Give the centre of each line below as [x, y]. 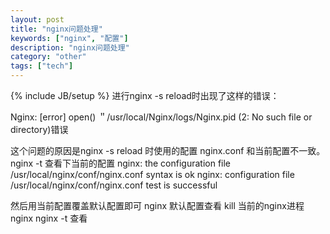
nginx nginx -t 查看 [49, 218]
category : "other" [48, 57]
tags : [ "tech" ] [42, 66]
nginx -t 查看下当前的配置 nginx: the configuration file [121, 163]
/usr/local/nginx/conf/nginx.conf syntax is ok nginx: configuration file [152, 174]
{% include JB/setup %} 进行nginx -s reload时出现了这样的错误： [145, 95]
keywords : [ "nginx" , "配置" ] [69, 38]
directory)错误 [39, 129]
